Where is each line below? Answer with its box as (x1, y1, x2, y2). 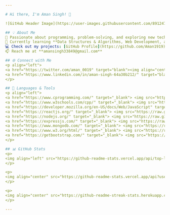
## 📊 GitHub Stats (5, 146, 46, 151)
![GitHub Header (5, 21, 39, 26)
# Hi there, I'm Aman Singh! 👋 (5, 12, 71, 17)
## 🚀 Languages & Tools (5, 86, 56, 91)
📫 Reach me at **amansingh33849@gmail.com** (5, 49, 103, 54)
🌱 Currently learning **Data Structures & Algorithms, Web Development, (5, 39, 162, 44)
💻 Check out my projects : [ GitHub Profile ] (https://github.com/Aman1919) (5, 44, 166, 49)
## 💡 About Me (5, 30, 35, 35)
